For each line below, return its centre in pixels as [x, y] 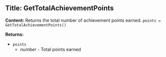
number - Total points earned [50, 49]
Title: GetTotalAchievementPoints [60, 8]
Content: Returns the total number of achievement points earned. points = [83, 20]
